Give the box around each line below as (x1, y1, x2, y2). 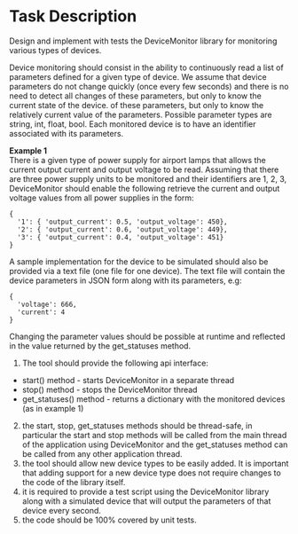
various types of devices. (9, 44, 102, 55)
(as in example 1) (21, 403, 84, 413)
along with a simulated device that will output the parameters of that (21, 495, 271, 507)
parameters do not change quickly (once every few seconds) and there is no (9, 81, 289, 91)
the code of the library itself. (21, 476, 126, 487)
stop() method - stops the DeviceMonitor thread (21, 384, 198, 395)
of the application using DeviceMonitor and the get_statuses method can (21, 439, 288, 450)
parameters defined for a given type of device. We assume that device (9, 71, 268, 82)
